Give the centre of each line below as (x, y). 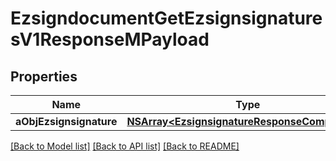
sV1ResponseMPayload (110, 39)
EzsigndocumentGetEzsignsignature (166, 18)
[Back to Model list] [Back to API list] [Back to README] (125, 146)
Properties (44, 76)
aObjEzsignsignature (66, 121)
